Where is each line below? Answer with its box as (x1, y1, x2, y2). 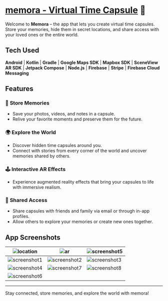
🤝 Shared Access (5, 196, 47, 203)
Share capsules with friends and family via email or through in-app (12, 208, 150, 214)
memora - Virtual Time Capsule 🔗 (5, 4, 146, 16)
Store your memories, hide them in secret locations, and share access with (5, 26, 159, 32)
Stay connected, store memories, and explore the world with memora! (5, 290, 149, 296)
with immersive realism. (12, 184, 61, 190)
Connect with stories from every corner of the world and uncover (12, 147, 147, 153)
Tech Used (5, 46, 39, 54)
